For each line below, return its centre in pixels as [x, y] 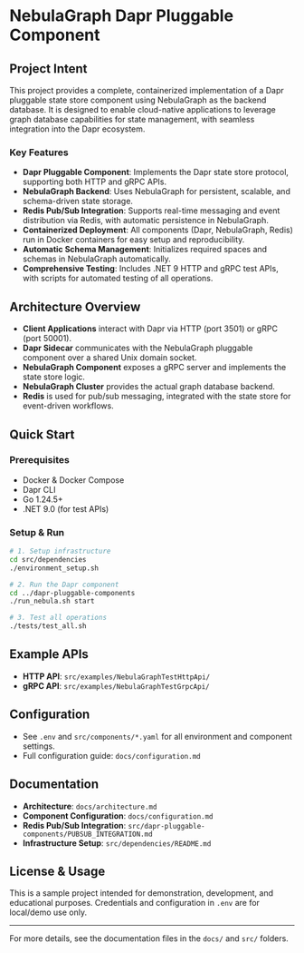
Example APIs [49, 654]
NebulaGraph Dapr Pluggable [121, 16]
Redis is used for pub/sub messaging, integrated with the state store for [157, 397]
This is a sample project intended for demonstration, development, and [142, 893]
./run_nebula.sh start [52, 601]
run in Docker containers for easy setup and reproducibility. [133, 240]
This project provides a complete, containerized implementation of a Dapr [147, 90]
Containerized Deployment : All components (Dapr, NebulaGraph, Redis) [158, 230]
